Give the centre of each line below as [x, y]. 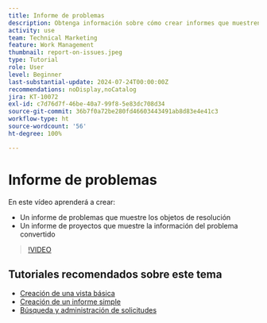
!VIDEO [39, 249]
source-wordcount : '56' [48, 126]
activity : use [32, 30]
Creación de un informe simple [70, 302]
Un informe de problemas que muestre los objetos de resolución [125, 217]
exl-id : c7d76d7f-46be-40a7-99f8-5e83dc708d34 [87, 104]
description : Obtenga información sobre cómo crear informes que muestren [135, 23]
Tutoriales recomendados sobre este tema [115, 274]
